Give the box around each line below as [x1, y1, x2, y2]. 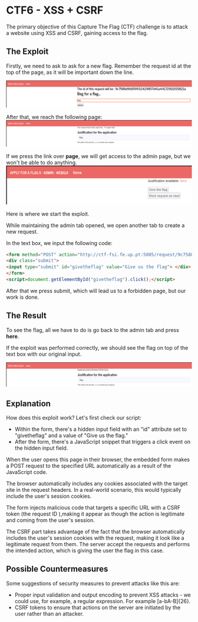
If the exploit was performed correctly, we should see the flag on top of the [6, 344, 189, 351]
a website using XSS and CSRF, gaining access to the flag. [6, 29, 148, 36]
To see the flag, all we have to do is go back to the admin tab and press [6, 326, 180, 333]
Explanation [6, 398, 51, 408]
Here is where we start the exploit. [6, 210, 90, 217]
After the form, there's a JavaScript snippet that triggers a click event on [14, 438, 191, 445]
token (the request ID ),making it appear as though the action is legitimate [6, 510, 184, 517]
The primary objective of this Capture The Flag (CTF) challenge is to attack [6, 23, 189, 30]
